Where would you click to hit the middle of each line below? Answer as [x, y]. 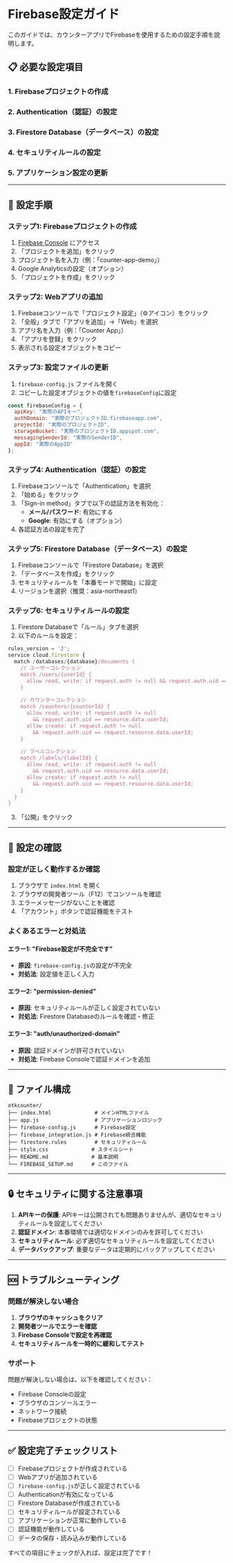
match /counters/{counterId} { [65, 707]
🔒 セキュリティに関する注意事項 [75, 1194]
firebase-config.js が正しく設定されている [79, 1486]
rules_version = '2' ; [39, 649]
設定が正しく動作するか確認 [54, 869]
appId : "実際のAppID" [44, 444]
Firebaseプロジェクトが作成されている [73, 1468]
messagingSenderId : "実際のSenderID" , [68, 437]
